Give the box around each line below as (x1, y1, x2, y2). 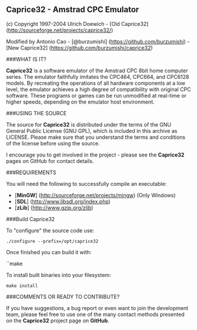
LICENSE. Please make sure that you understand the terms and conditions (6, 134, 186, 141)
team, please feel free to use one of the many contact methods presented (6, 311, 185, 318)
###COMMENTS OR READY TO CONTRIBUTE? (6, 293, 120, 300)
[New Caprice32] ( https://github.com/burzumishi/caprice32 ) (6, 44, 153, 51)
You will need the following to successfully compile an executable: (6, 180, 167, 187)
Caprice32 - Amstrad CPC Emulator (6, 5, 139, 15)
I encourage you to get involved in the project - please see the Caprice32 (6, 151, 185, 158)
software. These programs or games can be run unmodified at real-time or (6, 92, 187, 99)
